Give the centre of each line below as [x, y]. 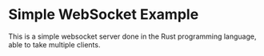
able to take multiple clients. [54, 44]
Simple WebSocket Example [104, 15]
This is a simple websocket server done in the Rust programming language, [132, 36]
